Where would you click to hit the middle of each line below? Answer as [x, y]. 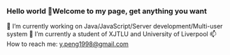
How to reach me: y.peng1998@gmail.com [67, 44]
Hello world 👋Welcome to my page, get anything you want [107, 11]
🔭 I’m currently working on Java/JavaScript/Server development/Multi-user [115, 26]
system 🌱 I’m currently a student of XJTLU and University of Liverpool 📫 [112, 34]
